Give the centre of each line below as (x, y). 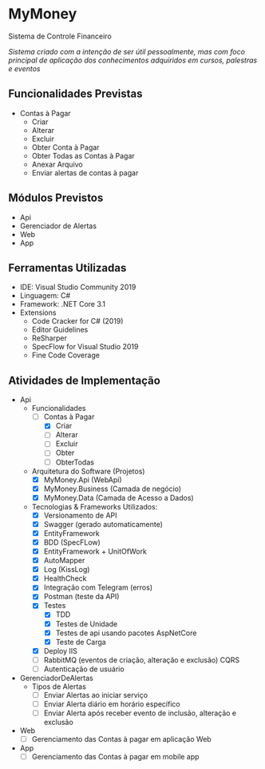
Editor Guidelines (60, 330)
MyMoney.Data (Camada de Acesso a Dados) (119, 497)
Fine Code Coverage (65, 355)
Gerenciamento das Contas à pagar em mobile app (115, 757)
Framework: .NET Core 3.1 (63, 304)
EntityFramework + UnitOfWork (95, 551)
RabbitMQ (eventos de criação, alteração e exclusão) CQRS (142, 660)
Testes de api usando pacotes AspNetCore (126, 633)
